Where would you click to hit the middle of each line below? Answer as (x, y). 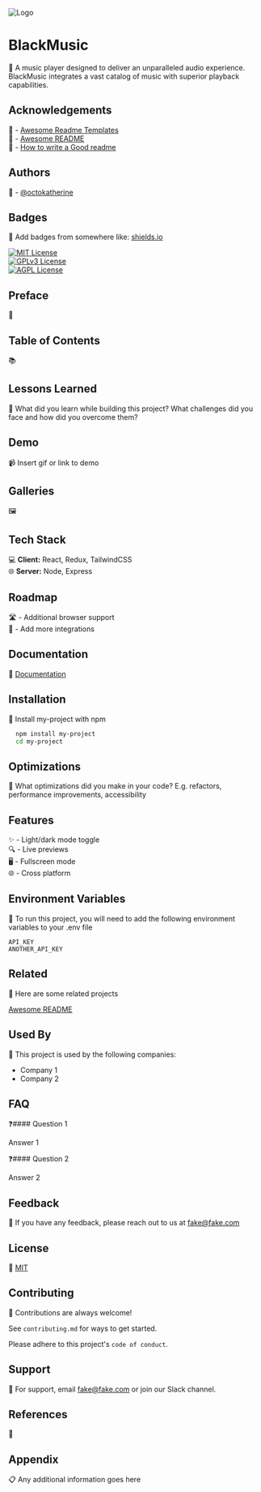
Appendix (34, 1459)
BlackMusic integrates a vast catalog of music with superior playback (124, 76)
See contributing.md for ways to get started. (83, 1328)
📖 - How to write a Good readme (62, 147)
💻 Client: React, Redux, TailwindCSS (70, 560)
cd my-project (39, 742)
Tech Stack (37, 539)
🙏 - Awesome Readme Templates (63, 130)
